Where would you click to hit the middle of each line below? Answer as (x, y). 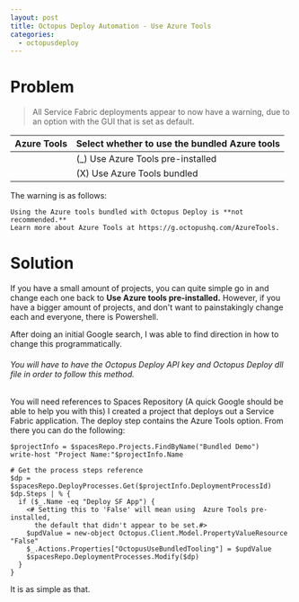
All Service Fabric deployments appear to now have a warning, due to (161, 112)
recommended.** (39, 220)
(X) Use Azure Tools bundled (137, 173)
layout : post (35, 18)
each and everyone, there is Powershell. (84, 317)
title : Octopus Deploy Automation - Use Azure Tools (111, 26)
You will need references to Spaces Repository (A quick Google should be (147, 402)
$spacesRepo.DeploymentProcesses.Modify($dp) (113, 557)
